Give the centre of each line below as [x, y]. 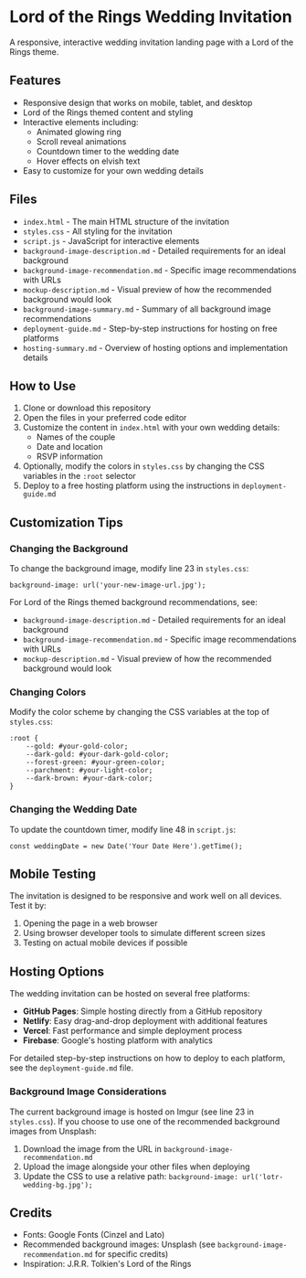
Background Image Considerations [88, 1092]
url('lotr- [263, 1177]
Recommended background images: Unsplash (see [119, 1244]
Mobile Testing [53, 874]
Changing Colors [48, 692]
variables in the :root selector [79, 476]
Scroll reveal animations [81, 141]
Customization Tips [66, 522]
